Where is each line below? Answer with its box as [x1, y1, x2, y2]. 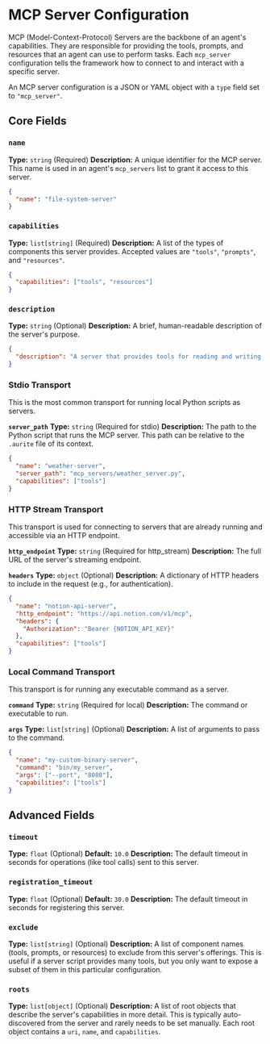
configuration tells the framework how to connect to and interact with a [8, 58, 244, 68]
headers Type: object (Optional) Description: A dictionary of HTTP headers [8, 570, 260, 580]
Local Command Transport [8, 666, 115, 677]
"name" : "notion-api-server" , [15, 602, 117, 610]
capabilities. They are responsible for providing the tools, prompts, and [8, 40, 243, 50]
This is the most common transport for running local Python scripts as [8, 398, 241, 407]
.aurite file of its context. [8, 439, 94, 449]
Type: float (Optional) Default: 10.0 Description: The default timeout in [8, 849, 248, 858]
